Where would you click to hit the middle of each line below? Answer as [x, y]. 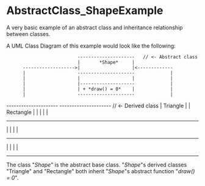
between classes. [28, 34]
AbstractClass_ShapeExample [85, 11]
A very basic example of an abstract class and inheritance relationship [95, 27]
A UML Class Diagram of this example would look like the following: [91, 46]
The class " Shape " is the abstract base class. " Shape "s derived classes [97, 165]
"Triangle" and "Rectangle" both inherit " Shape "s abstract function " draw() [101, 171]
